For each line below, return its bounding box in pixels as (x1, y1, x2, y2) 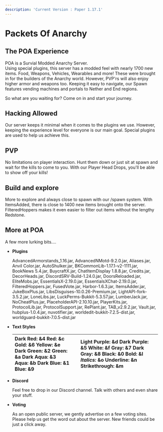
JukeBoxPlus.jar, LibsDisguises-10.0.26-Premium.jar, (12, 288, 117, 294)
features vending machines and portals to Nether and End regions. (5, 86, 138, 92)
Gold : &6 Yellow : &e (14, 341, 61, 348)
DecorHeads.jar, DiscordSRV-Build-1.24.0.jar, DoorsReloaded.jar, (12, 273, 142, 279)
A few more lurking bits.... (5, 239, 57, 245)
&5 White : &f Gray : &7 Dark (80, 344, 145, 351)
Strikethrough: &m (80, 362, 124, 369)
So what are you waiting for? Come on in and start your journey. (5, 95, 132, 101)
